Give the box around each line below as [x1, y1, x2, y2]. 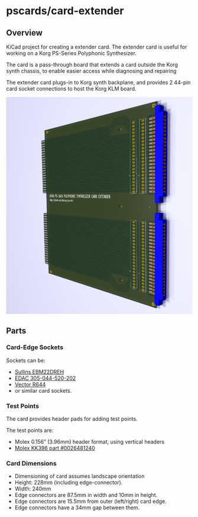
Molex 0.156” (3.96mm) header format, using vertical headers [14, 438, 164, 445]
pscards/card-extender [6, 4, 124, 18]
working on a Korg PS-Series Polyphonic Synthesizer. [6, 50, 137, 57]
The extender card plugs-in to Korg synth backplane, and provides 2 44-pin [6, 79, 191, 86]
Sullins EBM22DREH [14, 368, 64, 375]
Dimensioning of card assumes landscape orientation [14, 473, 145, 480]
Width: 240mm [14, 485, 51, 492]
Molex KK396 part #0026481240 [14, 445, 96, 452]
